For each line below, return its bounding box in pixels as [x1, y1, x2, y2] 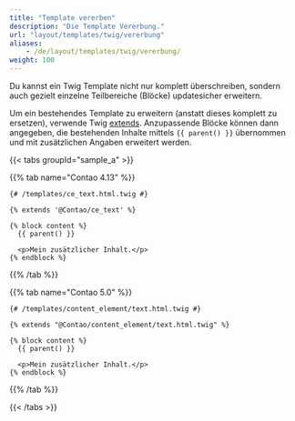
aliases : [9, 38, 43, 48]
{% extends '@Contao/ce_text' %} [9, 205, 137, 215]
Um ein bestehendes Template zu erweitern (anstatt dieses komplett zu [9, 108, 278, 118]
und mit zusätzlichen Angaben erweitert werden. [9, 137, 192, 147]
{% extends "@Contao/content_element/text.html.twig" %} [9, 320, 230, 329]
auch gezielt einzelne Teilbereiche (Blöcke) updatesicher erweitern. [9, 90, 262, 101]
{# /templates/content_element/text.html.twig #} [9, 305, 202, 314]
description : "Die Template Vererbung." [9, 22, 166, 31]
